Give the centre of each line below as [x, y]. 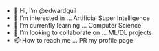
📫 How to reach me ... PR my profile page [73, 40]
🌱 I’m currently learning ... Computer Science [77, 25]
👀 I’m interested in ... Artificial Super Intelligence [82, 18]
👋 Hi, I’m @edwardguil [45, 11]
